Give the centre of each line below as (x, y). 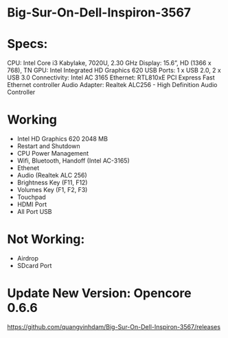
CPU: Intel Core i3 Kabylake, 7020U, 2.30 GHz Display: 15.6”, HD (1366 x (109, 63)
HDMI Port (32, 204)
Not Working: (46, 240)
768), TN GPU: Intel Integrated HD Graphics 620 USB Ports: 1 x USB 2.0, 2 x (114, 71)
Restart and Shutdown (48, 146)
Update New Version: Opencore (99, 293)
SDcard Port (34, 266)
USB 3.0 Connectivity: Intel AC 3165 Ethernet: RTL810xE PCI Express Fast (111, 77)
